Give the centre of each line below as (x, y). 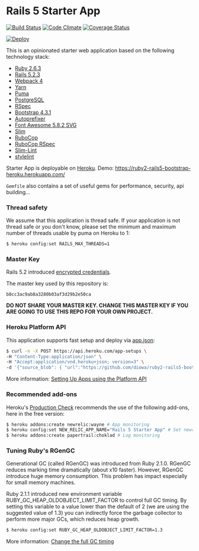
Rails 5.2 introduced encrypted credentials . (59, 272)
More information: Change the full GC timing (60, 541)
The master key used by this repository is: (57, 284)
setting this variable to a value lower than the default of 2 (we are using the (98, 506)
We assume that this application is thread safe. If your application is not (93, 220)
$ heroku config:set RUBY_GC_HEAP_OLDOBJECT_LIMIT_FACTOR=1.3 (84, 530)
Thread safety (27, 207)
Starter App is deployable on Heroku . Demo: (60, 168)
